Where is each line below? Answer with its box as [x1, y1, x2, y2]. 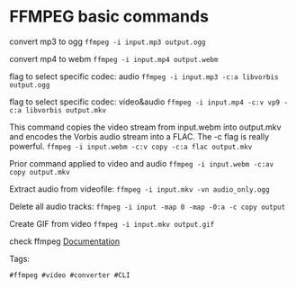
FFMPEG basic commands [9, 6, 210, 27]
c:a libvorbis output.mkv [9, 105, 106, 114]
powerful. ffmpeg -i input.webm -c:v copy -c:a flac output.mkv [9, 140, 253, 151]
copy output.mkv [9, 167, 70, 176]
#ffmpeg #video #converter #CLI [9, 270, 130, 280]
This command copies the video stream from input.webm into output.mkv [9, 122, 282, 132]
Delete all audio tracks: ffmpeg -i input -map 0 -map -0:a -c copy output [9, 201, 286, 212]
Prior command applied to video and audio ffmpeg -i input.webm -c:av [9, 158, 274, 168]
